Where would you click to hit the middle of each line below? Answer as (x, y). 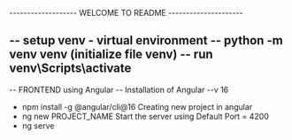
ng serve (38, 125)
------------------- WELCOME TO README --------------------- (126, 13)
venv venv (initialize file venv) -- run (111, 54)
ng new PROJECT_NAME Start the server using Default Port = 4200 (146, 116)
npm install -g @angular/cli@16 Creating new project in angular (137, 106)
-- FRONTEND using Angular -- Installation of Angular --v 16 (119, 89)
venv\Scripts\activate (70, 69)
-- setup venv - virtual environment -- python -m (146, 40)
